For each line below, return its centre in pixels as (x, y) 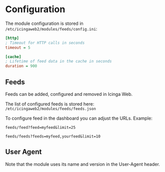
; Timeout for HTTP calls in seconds (45, 43)
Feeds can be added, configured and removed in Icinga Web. (69, 94)
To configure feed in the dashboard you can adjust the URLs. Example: (79, 118)
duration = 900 (21, 66)
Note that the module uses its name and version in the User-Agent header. (83, 164)
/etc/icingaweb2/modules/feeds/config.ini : (51, 28)
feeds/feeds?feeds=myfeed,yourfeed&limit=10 (53, 136)
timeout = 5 (18, 47)
